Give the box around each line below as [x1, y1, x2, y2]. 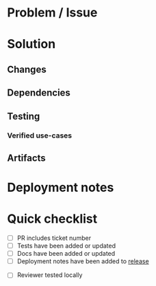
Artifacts [7, 152, 46, 164]
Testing [7, 110, 40, 122]
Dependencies [7, 87, 70, 99]
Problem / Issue [7, 5, 98, 21]
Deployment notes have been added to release [16, 257, 149, 265]
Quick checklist [7, 211, 98, 227]
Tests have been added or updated [16, 242, 116, 250]
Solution [7, 36, 56, 52]
